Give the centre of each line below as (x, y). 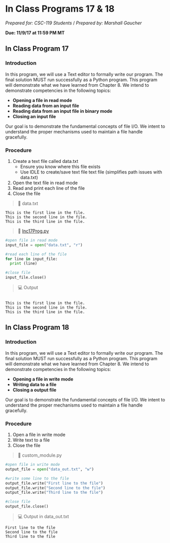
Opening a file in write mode (43, 379)
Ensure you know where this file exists (60, 166)
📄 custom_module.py (40, 455)
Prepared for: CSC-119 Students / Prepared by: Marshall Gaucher (74, 23)
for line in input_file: (31, 259)
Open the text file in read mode (45, 183)
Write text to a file (31, 440)
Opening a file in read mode (42, 100)
